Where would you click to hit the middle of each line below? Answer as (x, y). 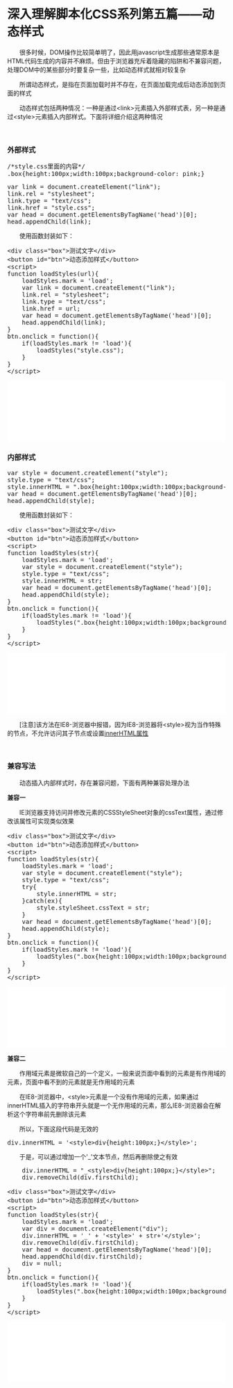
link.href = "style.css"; (51, 208)
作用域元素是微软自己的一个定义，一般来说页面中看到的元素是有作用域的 (122, 1073)
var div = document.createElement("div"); (95, 1228)
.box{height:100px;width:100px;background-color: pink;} (106, 174)
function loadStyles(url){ (53, 274)
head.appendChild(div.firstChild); (82, 1256)
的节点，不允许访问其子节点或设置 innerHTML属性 (78, 733)
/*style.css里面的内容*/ (46, 167)
